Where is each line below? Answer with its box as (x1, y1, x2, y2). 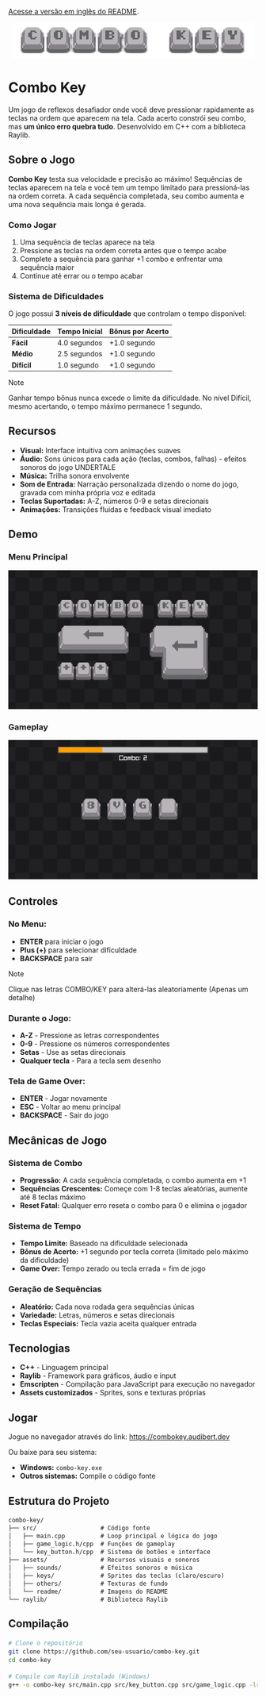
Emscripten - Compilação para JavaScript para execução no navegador (19, 1380, 256, 1389)
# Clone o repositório (8, 1639, 83, 1647)
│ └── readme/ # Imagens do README (8, 1587, 169, 1595)
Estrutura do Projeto (8, 1494, 110, 1507)
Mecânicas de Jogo (8, 1133, 108, 1147)
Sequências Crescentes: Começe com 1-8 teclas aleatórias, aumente (19, 1183, 248, 1193)
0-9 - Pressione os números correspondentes (19, 1039, 170, 1049)
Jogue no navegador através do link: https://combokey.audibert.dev (8, 1432, 230, 1441)
